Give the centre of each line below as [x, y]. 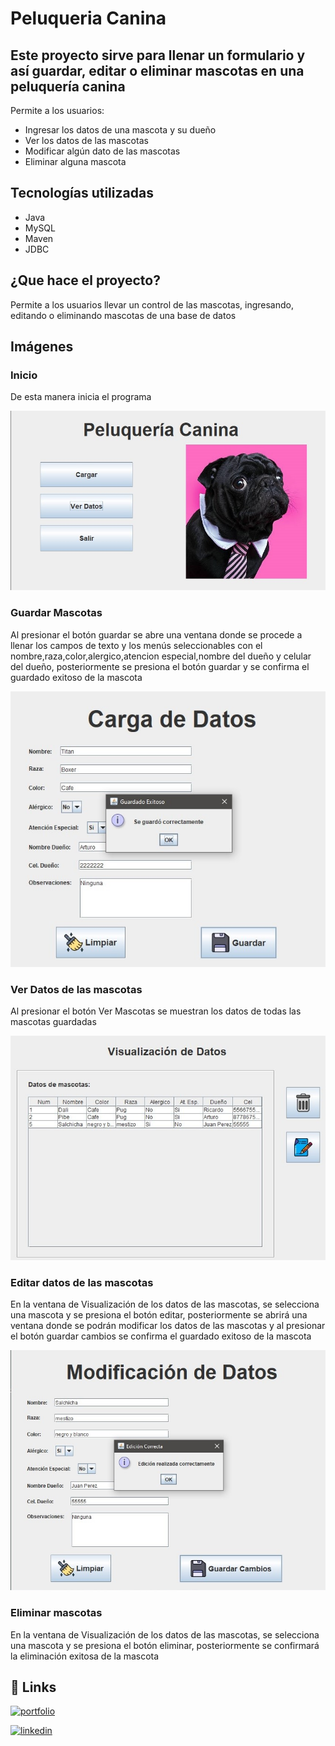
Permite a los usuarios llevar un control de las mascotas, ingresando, [152, 304]
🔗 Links [33, 1687]
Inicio [24, 375]
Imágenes [42, 347]
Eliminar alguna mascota [75, 161]
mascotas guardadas [53, 1022]
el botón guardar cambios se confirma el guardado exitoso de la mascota [161, 1336]
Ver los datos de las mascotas [86, 140]
